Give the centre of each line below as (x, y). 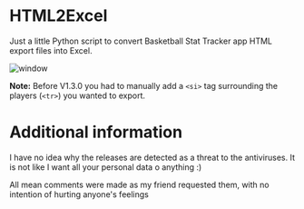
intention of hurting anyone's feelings (79, 194)
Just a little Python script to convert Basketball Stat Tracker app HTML (141, 41)
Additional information (96, 132)
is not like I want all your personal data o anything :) (106, 167)
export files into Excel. (51, 50)
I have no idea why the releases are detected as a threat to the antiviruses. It (152, 157)
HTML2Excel (59, 16)
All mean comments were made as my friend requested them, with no (139, 184)
